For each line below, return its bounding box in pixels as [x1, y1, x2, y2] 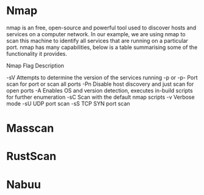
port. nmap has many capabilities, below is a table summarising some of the [6, 44, 198, 51]
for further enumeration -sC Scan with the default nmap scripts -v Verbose [6, 93, 195, 101]
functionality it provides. [6, 50, 67, 57]
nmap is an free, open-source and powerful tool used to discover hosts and [6, 24, 197, 31]
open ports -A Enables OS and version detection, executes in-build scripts [6, 86, 194, 94]
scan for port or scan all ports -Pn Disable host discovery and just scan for [6, 80, 194, 88]
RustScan [6, 150, 57, 163]
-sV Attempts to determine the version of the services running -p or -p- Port [6, 74, 198, 81]
